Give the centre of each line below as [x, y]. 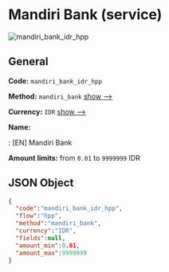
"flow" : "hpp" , [39, 216]
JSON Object [41, 183]
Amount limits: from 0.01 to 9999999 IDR [75, 157]
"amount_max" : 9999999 [51, 253]
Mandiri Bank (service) [85, 15]
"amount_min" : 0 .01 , [48, 245]
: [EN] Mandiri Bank [40, 142]
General [29, 62]
